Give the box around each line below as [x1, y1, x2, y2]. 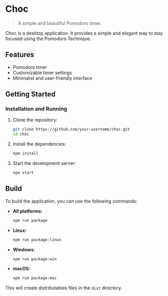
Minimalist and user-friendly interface [12, 75, 92, 81]
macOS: [12, 266, 31, 272]
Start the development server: [12, 160, 76, 166]
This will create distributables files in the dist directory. [5, 285, 122, 291]
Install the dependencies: [12, 141, 67, 147]
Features [5, 50, 34, 59]
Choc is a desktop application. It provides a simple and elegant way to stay [5, 30, 163, 36]
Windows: [12, 246, 35, 252]
